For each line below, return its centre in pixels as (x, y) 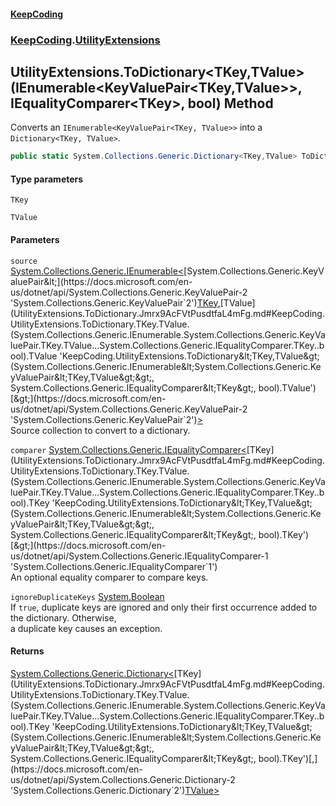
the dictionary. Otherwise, (63, 617)
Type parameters (47, 179)
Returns (27, 651)
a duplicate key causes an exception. (86, 628)
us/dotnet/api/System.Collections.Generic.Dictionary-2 (123, 779)
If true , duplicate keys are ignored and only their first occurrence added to (164, 607)
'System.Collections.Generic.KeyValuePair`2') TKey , (115, 302)
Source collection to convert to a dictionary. (100, 430)
